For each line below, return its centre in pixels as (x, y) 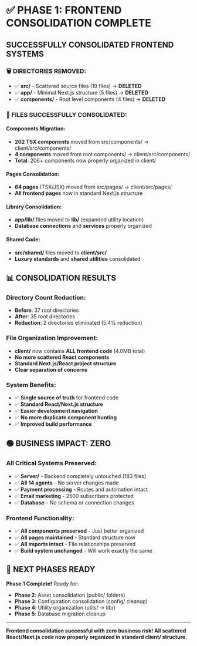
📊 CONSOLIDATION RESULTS (61, 278)
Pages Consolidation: (33, 174)
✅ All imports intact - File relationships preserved (75, 544)
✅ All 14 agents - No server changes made (67, 483)
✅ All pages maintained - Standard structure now (75, 537)
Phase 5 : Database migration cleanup (60, 614)
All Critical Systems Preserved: (51, 463)
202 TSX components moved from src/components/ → (82, 142)
